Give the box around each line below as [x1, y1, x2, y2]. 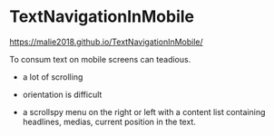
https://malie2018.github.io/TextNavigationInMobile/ [9, 36, 204, 47]
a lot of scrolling [22, 71, 83, 83]
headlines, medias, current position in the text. [22, 116, 197, 127]
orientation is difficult [22, 89, 103, 100]
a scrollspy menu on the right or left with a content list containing [22, 106, 266, 117]
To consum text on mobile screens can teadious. [9, 53, 191, 64]
